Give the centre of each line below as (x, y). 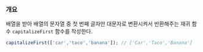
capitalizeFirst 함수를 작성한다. (52, 31)
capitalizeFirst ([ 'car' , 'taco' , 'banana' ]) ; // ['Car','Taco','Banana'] (99, 43)
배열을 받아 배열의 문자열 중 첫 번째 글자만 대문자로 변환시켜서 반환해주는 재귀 (98, 24)
